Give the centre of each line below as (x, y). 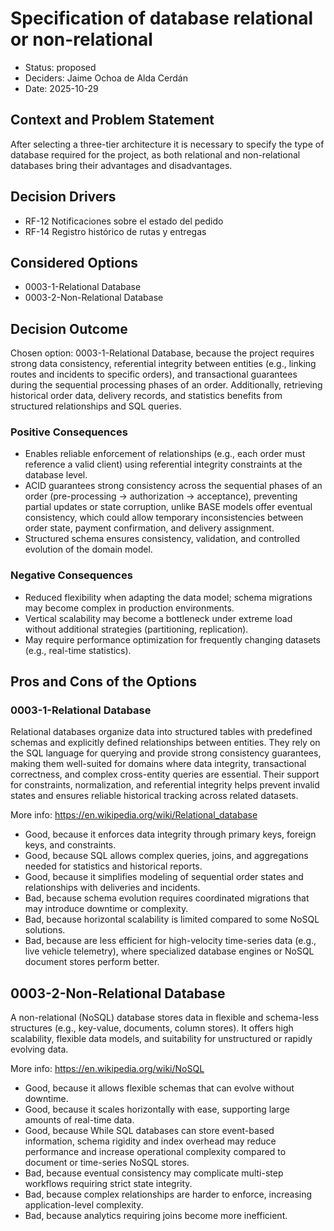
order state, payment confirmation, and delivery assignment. (149, 528)
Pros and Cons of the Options (103, 682)
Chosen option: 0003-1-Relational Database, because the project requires (162, 353)
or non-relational (81, 39)
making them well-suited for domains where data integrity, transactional (158, 764)
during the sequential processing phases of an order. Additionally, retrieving (166, 385)
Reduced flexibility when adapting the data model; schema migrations (168, 597)
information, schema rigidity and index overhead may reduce (150, 1141)
